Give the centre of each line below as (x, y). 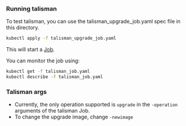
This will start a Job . (30, 50)
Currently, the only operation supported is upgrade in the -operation (96, 104)
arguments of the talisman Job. (52, 111)
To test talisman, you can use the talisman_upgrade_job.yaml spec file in (93, 22)
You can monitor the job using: (43, 61)
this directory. (23, 27)
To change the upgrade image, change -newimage (74, 117)
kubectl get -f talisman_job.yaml (48, 72)
